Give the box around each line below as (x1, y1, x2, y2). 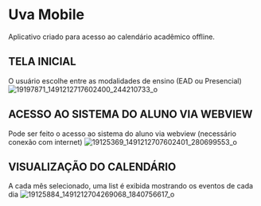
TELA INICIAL (8, 55, 77, 68)
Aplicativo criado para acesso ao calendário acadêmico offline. (8, 32, 215, 41)
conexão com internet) (8, 137, 83, 146)
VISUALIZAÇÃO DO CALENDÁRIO (8, 160, 177, 173)
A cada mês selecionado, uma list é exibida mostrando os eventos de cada (8, 181, 253, 191)
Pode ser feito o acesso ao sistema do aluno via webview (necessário (8, 129, 237, 138)
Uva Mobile (8, 6, 85, 24)
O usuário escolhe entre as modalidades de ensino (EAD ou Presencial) (8, 76, 243, 85)
